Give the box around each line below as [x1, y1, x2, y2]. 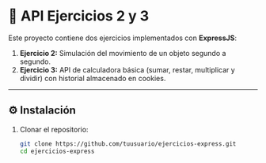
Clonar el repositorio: [19, 124, 89, 134]
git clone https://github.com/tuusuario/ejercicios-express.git [19, 139, 237, 148]
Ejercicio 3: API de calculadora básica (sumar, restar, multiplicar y [19, 65, 235, 74]
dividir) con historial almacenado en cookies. [19, 73, 166, 83]
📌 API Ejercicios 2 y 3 [8, 7, 149, 25]
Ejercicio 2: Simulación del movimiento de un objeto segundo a [19, 48, 226, 57]
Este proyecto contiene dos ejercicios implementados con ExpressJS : [8, 33, 237, 43]
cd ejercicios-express [19, 147, 95, 155]
